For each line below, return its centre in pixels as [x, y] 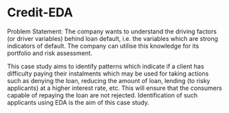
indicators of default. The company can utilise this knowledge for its [103, 46]
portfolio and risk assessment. [50, 53]
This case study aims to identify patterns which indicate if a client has [106, 66]
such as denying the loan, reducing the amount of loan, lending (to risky [109, 80]
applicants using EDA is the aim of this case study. [78, 102]
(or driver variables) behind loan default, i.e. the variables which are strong [112, 38]
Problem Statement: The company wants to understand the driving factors [112, 31]
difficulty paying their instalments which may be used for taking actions [108, 74]
